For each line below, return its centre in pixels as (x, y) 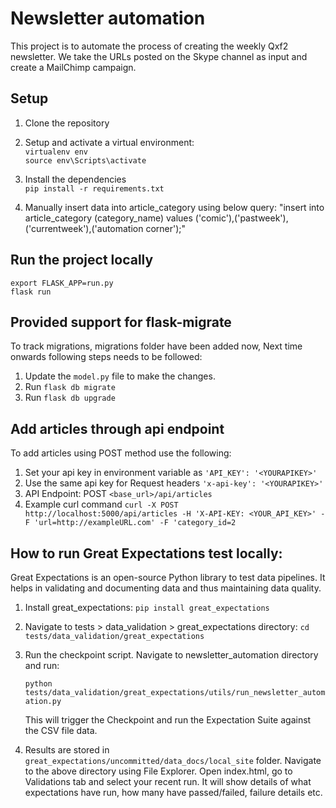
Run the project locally (82, 260)
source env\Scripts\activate (85, 160)
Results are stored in (67, 750)
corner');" (166, 228)
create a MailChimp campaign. (73, 67)
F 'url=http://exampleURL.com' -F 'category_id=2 (130, 523)
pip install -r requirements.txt (94, 188)
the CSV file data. (61, 730)
